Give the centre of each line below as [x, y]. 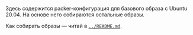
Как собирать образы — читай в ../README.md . [64, 26]
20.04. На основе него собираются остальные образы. [75, 15]
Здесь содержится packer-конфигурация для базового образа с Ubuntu [96, 8]
